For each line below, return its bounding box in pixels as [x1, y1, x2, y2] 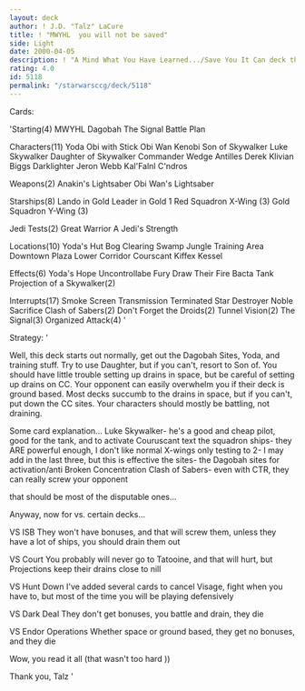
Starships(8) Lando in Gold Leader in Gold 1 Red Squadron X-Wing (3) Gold [9, 195, 290, 206]
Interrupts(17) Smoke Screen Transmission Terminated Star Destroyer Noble [9, 295, 293, 305]
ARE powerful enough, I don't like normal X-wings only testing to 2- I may [9, 445, 284, 456]
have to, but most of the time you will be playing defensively [9, 590, 234, 601]
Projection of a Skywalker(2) [9, 277, 116, 288]
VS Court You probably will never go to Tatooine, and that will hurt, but [9, 554, 273, 565]
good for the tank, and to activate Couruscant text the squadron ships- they [9, 435, 292, 446]
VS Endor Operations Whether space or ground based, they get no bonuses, [9, 626, 295, 636]
